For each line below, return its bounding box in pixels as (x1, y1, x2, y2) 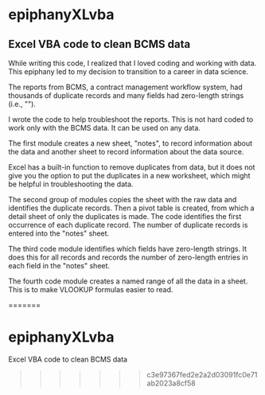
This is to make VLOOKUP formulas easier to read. (8, 285, 173, 294)
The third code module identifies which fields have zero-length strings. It (8, 244, 247, 253)
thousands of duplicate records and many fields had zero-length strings (8, 91, 244, 100)
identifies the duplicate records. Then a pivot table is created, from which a (8, 203, 255, 213)
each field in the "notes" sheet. (8, 261, 110, 270)
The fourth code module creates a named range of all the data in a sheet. (8, 276, 248, 286)
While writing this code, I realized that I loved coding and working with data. (8, 58, 257, 68)
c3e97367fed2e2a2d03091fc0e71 (146, 370, 258, 379)
